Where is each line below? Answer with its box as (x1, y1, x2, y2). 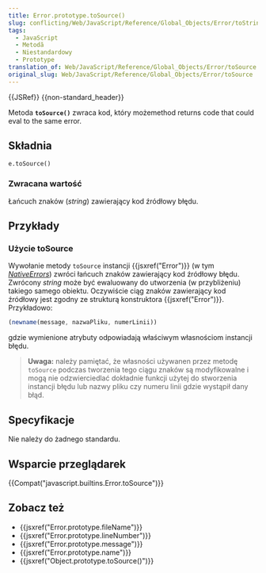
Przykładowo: (8, 303, 53, 313)
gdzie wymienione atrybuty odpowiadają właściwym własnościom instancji (8, 333, 253, 342)
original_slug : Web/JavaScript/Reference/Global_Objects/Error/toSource (8, 71, 253, 78)
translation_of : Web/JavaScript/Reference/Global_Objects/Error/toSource (8, 63, 257, 71)
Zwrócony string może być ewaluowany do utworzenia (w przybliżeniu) (8, 278, 241, 288)
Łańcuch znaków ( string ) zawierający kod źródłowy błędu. (8, 196, 199, 206)
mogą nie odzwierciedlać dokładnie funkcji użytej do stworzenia (27, 373, 237, 383)
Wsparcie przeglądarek (8, 457, 127, 471)
